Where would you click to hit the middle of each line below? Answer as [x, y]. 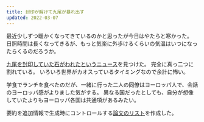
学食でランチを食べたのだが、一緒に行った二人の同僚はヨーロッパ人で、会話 [102, 84]
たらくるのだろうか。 [33, 51]
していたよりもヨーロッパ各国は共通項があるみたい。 [73, 100]
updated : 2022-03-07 [33, 18]
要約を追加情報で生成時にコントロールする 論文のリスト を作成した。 [92, 113]
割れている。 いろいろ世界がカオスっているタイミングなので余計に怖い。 [97, 71]
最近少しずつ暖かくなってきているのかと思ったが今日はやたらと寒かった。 [100, 36]
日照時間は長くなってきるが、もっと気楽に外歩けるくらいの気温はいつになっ [102, 43]
